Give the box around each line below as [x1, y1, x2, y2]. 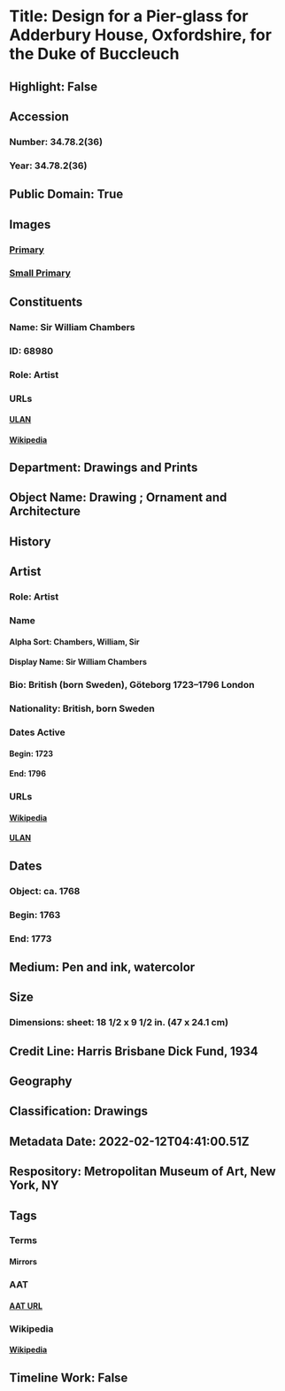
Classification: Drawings [9, 1104, 149, 1119]
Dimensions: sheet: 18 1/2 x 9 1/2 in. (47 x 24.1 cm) [9, 1016, 228, 1029]
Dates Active [9, 726, 66, 738]
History [9, 534, 51, 549]
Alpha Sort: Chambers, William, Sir [9, 636, 140, 647]
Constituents [9, 294, 83, 309]
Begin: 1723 [9, 748, 53, 759]
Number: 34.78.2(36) [9, 135, 104, 148]
